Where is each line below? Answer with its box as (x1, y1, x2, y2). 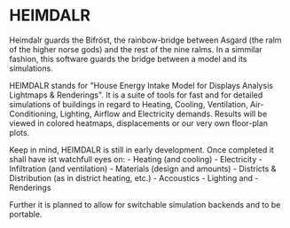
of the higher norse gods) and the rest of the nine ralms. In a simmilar (9, 43, 263, 54)
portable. (9, 208, 43, 219)
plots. (9, 127, 30, 138)
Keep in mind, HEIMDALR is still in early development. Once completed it (9, 144, 275, 155)
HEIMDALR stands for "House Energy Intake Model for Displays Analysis (9, 80, 273, 90)
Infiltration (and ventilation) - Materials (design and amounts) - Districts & (9, 163, 277, 174)
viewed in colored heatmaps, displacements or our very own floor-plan (9, 117, 269, 129)
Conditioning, (9, 108, 59, 119)
